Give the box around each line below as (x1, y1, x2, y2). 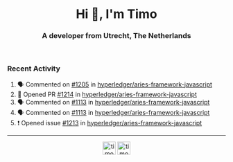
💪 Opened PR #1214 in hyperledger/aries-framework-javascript (17, 90, 198, 98)
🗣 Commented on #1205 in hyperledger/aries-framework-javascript (17, 80, 213, 89)
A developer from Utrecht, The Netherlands (42, 31, 191, 41)
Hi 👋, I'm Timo (76, 6, 157, 22)
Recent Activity (7, 64, 61, 73)
